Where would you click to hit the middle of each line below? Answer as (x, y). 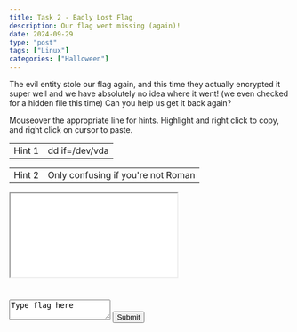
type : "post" (33, 42)
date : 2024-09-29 (41, 34)
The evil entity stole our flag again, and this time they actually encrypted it (145, 84)
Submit (128, 317)
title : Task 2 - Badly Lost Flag (71, 17)
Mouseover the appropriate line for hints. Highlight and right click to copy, (144, 120)
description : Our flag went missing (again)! (95, 26)
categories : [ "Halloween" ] (59, 59)
